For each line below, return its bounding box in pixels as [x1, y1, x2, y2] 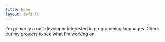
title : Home [5, 7, 30, 12]
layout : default [5, 12, 39, 17]
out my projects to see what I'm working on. [5, 31, 96, 37]
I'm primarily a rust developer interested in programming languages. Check [5, 25, 160, 31]
